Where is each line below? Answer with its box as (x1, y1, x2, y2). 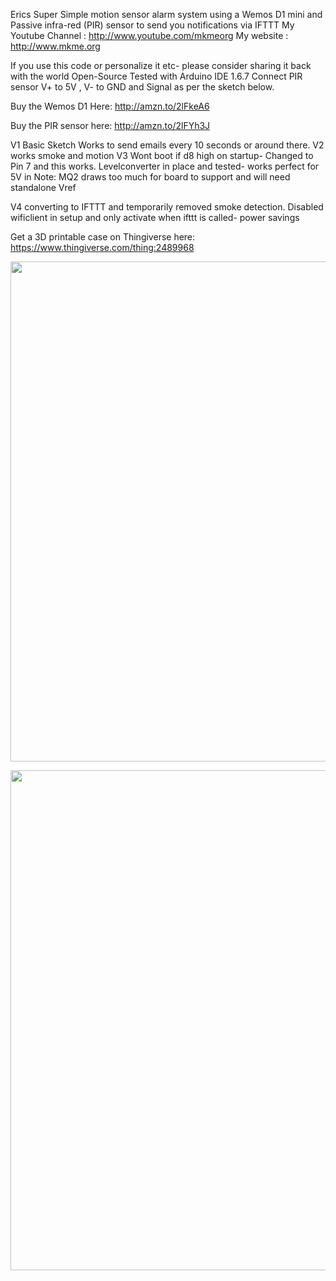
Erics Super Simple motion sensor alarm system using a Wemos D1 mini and (10, 9, 323, 20)
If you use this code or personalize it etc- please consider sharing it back (10, 60, 312, 71)
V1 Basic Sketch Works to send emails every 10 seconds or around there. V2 (10, 139, 325, 151)
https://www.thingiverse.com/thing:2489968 (10, 242, 195, 253)
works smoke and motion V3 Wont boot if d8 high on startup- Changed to (10, 150, 314, 161)
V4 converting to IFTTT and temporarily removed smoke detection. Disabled (10, 201, 324, 213)
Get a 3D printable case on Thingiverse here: (10, 231, 196, 243)
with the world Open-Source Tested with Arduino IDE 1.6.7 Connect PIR (10, 70, 303, 82)
